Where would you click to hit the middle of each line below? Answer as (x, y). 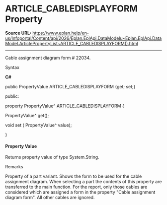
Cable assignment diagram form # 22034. (48, 58)
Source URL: (18, 33)
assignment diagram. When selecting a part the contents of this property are (83, 182)
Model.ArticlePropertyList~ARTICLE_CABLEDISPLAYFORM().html (72, 43)
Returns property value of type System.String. (52, 157)
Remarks (14, 167)
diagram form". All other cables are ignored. (50, 198)
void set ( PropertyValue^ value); (39, 125)
